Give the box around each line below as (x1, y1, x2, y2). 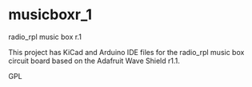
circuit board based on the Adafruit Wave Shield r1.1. (8, 56, 180, 65)
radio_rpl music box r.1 (8, 32, 82, 42)
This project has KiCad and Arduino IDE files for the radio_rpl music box (8, 47, 245, 57)
